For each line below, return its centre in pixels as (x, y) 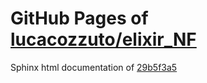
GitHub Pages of (79, 18)
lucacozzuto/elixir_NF (103, 39)
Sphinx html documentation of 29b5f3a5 (94, 67)
